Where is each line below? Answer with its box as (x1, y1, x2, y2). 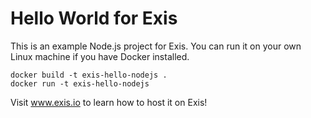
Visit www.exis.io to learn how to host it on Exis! (10, 96, 208, 108)
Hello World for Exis (10, 7, 178, 30)
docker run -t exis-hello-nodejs (10, 78, 150, 89)
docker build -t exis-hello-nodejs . (10, 70, 168, 80)
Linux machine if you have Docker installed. (10, 50, 190, 62)
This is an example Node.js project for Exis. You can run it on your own (10, 40, 302, 52)
